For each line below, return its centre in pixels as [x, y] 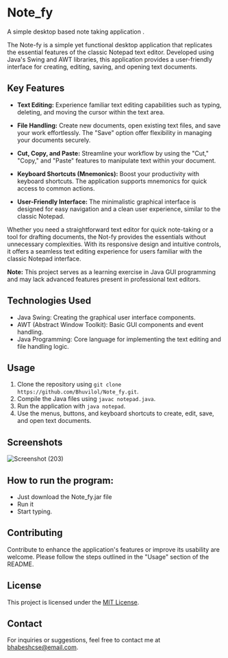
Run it [25, 504]
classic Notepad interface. [44, 258]
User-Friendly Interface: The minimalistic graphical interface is [106, 202]
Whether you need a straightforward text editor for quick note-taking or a [110, 229]
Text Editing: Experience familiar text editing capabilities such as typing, [119, 105]
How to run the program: [61, 480]
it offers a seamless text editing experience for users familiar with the [105, 251]
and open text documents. [54, 421]
